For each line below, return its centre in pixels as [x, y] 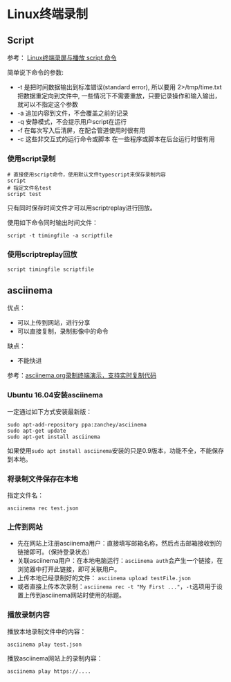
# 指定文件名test [29, 188]
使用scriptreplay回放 [42, 255]
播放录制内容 [29, 615]
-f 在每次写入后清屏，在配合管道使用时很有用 [81, 130]
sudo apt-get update [37, 431]
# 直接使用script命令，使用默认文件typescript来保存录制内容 [86, 175]
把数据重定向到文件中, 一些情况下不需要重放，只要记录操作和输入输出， [119, 96]
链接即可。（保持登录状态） [55, 552]
